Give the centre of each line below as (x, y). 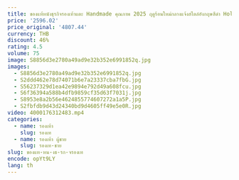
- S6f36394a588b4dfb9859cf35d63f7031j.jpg (78, 93)
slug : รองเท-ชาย (41, 146)
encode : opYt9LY (31, 159)
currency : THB (28, 34)
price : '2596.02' (33, 21)
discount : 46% (28, 40)
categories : (25, 119)
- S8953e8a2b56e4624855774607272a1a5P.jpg (78, 100)
